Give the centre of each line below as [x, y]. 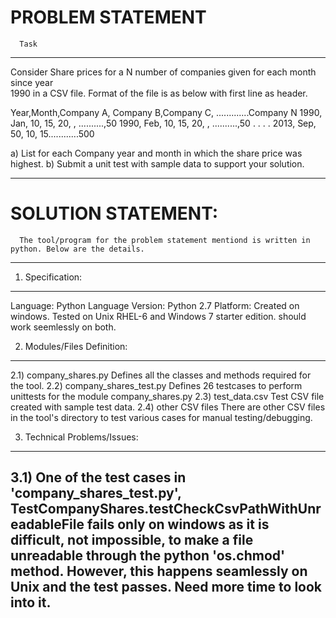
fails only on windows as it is [178, 524]
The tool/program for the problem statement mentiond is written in [165, 240]
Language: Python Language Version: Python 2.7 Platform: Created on [155, 305]
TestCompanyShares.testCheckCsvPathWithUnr [166, 509]
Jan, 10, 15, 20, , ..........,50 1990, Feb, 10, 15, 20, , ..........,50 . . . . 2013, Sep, [163, 123]
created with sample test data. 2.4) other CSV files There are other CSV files [168, 407]
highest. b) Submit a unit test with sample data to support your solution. [157, 163]
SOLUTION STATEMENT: [114, 213]
